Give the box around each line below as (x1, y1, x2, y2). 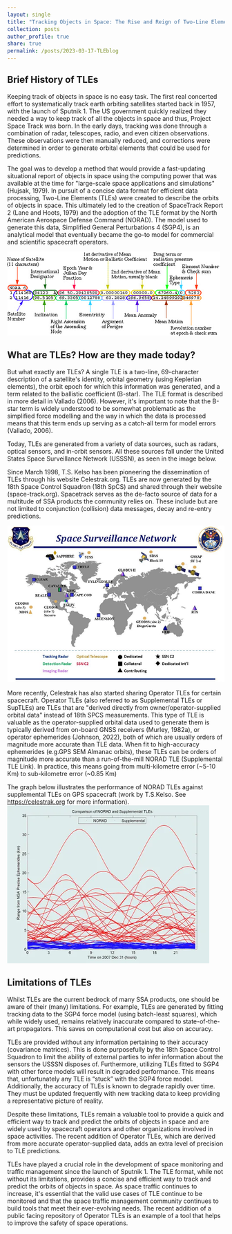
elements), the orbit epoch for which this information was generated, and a (7, 382, 220, 390)
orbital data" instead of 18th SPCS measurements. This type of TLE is (7, 711, 204, 719)
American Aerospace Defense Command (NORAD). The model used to (7, 215, 209, 224)
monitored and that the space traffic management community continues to (7, 1197, 219, 1205)
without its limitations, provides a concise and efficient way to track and (7, 1175, 211, 1183)
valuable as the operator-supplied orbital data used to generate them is (7, 718, 210, 726)
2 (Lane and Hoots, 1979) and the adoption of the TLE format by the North (7, 208, 217, 217)
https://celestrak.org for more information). (7, 798, 130, 806)
